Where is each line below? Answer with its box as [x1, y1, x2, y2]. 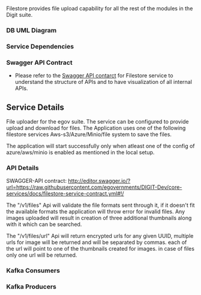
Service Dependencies [6, 43, 74, 51]
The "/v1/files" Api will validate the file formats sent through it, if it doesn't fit [6, 201, 195, 209]
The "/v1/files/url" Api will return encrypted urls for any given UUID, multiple [6, 233, 194, 240]
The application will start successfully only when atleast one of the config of [6, 143, 195, 150]
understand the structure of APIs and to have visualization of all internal [14, 79, 192, 86]
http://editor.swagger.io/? [68, 177, 131, 185]
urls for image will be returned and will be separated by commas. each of [6, 239, 187, 246]
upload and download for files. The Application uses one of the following [6, 125, 186, 132]
